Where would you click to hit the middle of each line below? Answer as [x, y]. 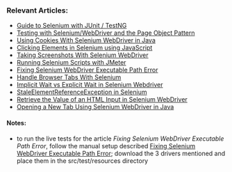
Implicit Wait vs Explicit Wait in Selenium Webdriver [90, 85]
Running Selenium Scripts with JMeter [71, 63]
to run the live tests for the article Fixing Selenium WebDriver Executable [120, 139]
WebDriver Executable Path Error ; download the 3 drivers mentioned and [121, 153]
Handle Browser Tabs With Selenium [69, 77]
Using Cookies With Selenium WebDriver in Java [86, 40]
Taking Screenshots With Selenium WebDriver [82, 55]
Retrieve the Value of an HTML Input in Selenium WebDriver [102, 100]
